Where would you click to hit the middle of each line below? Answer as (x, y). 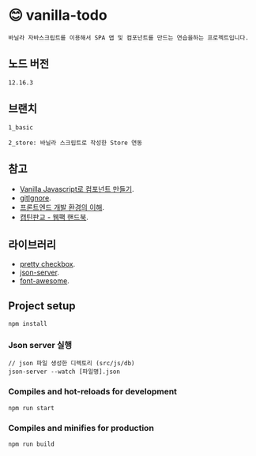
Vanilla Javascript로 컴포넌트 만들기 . (77, 189)
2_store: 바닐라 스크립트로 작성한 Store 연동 (75, 143)
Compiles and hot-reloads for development (93, 391)
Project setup (42, 306)
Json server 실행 (40, 345)
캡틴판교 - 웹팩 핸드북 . (54, 217)
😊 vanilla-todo (58, 15)
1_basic (21, 127)
